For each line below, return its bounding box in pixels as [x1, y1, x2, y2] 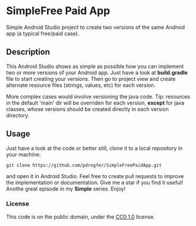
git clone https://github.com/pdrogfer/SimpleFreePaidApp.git [6, 162, 162, 168]
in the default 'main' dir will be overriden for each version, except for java [6, 99, 184, 106]
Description [6, 47, 50, 57]
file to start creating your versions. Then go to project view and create [6, 75, 176, 82]
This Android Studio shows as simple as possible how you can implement [6, 63, 184, 70]
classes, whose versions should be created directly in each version [6, 105, 169, 113]
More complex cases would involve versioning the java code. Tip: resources [6, 93, 190, 100]
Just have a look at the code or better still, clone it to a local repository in [6, 145, 183, 152]
